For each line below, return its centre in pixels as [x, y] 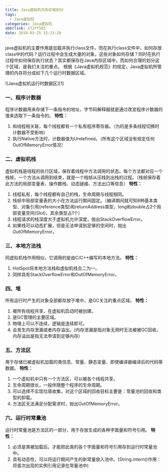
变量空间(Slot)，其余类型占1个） [50, 213]
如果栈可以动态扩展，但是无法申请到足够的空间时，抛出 [69, 225]
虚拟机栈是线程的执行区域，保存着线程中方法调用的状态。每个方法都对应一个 [84, 171]
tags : [11, 14]
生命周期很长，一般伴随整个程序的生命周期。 [58, 385]
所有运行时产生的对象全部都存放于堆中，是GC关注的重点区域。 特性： [77, 301]
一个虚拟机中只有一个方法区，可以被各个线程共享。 [65, 379]
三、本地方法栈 [23, 246]
